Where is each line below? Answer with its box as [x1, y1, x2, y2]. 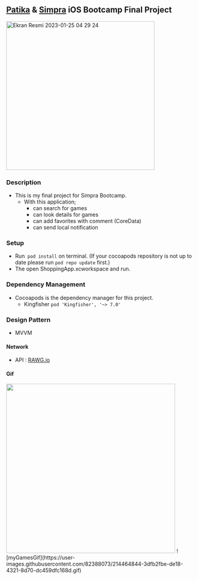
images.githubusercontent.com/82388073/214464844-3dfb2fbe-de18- [6, 560, 184, 568]
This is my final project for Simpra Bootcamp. [14, 192, 127, 199]
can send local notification [32, 224, 98, 231]
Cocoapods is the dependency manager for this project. [14, 294, 154, 301]
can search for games [32, 205, 88, 212]
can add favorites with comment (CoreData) [32, 217, 142, 225]
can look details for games [32, 211, 99, 219]
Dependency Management [6, 280, 86, 288]
